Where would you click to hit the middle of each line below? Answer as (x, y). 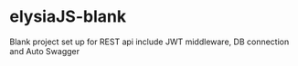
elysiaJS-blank (68, 17)
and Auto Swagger (45, 51)
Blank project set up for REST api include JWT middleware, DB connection (149, 42)
